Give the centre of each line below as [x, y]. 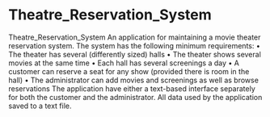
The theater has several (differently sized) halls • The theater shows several [135, 54]
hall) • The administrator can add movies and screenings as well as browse [133, 80]
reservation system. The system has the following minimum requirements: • [135, 45]
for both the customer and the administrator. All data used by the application [135, 97]
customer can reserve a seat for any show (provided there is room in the [129, 71]
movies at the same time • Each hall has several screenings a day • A [124, 63]
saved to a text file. [40, 106]
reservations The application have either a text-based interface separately [132, 88]
